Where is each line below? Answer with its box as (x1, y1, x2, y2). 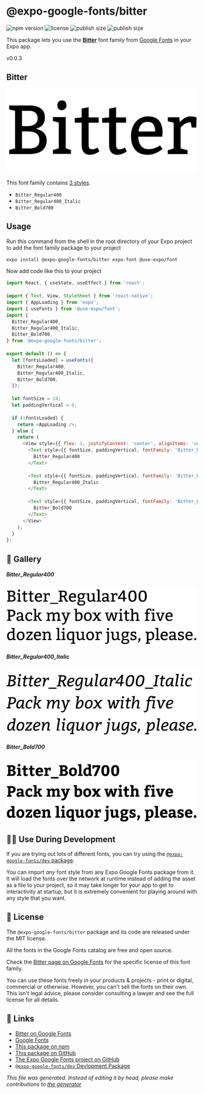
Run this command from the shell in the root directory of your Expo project (6, 238, 192, 245)
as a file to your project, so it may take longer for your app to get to (6, 881, 174, 889)
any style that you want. (6, 894, 67, 902)
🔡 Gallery (6, 554, 42, 564)
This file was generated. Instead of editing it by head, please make (6, 1074, 174, 1081)
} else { (12, 428, 34, 434)
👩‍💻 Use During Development (6, 834, 116, 844)
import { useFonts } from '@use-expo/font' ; (6, 306, 121, 312)
